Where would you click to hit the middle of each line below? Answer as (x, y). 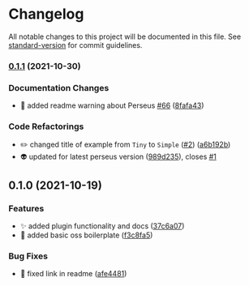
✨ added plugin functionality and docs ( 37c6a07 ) (102, 226)
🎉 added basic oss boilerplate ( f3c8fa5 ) (86, 235)
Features (26, 208)
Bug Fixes (28, 256)
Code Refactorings (46, 126)
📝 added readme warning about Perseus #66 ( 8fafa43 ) (112, 105)
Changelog (46, 14)
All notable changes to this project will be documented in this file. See (125, 36)
